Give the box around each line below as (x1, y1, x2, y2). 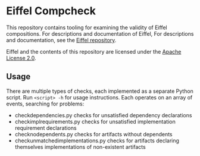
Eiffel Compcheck (6, 4, 96, 18)
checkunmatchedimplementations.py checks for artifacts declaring (14, 137, 180, 144)
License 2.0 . (6, 54, 36, 61)
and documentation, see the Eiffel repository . (6, 36, 117, 43)
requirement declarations (14, 124, 77, 132)
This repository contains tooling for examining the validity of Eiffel (6, 24, 168, 31)
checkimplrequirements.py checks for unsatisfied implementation (14, 118, 176, 125)
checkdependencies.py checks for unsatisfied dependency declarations (14, 111, 192, 118)
